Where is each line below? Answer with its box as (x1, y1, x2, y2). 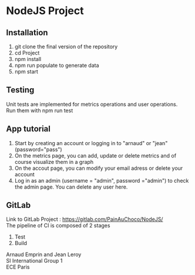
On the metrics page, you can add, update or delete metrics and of (14, 152, 177, 159)
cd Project (14, 49, 40, 56)
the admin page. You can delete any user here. (14, 183, 128, 190)
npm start (14, 68, 38, 75)
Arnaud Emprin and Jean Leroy (6, 251, 82, 258)
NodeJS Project (6, 4, 84, 18)
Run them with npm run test (6, 107, 73, 114)
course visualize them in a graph (14, 158, 94, 165)
